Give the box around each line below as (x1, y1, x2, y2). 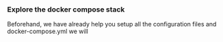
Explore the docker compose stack (7, 5, 125, 14)
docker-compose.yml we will (7, 27, 89, 35)
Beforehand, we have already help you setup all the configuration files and (7, 20, 217, 28)
